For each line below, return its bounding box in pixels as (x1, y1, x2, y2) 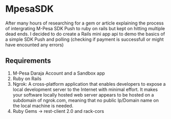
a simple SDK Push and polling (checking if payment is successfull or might (5, 36, 164, 42)
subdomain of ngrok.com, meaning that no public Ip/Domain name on (12, 97, 159, 103)
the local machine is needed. (12, 103, 74, 109)
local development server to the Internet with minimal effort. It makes (12, 86, 158, 92)
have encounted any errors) (5, 41, 64, 47)
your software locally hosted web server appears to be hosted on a (12, 91, 154, 98)
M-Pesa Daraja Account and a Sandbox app (12, 70, 105, 76)
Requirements (5, 57, 51, 65)
